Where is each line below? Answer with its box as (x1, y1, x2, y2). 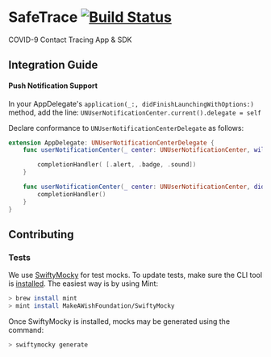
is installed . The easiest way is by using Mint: (8, 279, 159, 288)
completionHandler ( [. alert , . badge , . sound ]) (37, 161, 197, 169)
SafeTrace (8, 8, 78, 27)
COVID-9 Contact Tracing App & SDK (8, 35, 132, 44)
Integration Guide (8, 58, 98, 72)
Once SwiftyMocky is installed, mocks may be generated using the (8, 316, 231, 326)
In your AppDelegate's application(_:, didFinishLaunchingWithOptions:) (8, 99, 254, 108)
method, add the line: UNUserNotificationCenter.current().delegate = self (8, 107, 262, 117)
